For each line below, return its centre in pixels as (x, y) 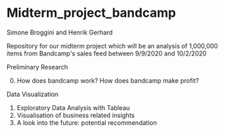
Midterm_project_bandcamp (91, 13)
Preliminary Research (37, 67)
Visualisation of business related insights (75, 115)
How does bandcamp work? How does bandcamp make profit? (108, 80)
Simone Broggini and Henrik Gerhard (60, 32)
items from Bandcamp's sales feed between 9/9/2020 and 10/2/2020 (107, 53)
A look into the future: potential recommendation (87, 122)
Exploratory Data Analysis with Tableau (73, 107)
